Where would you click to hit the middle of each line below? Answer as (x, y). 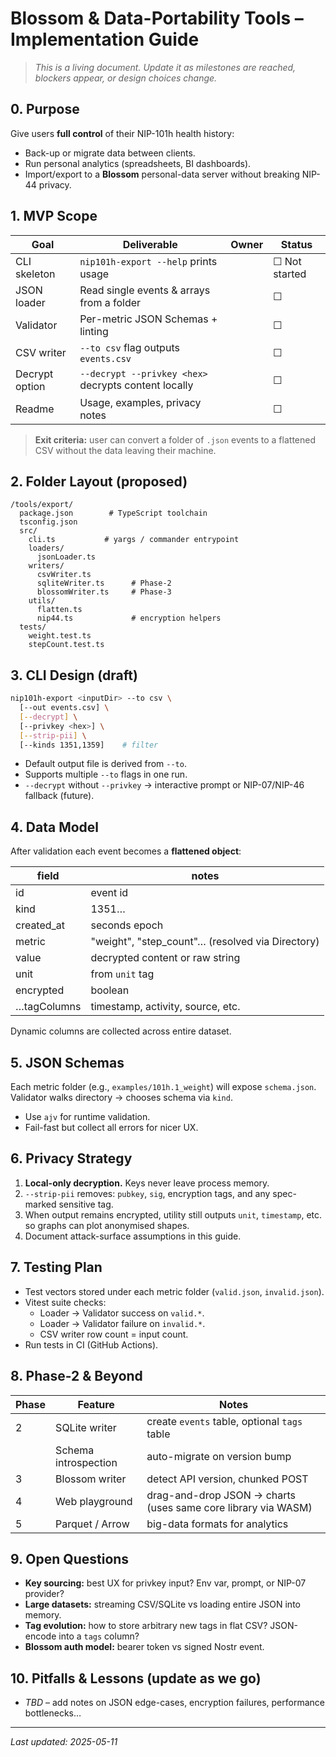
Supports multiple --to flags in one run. (106, 774)
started (290, 274)
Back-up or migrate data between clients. (110, 153)
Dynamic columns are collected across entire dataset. (121, 1031)
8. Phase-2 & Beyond (76, 1376)
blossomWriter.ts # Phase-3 (104, 592)
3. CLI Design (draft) (74, 675)
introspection (86, 1462)
